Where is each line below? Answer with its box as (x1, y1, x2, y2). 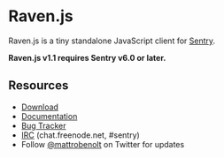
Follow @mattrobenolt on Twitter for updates (20, 139, 185, 149)
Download (20, 102, 59, 112)
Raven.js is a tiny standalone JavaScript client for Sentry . (8, 35, 216, 46)
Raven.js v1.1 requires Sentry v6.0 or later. (8, 52, 166, 63)
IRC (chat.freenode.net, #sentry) (20, 130, 141, 140)
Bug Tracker (20, 120, 66, 131)
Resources (8, 78, 69, 94)
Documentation (20, 110, 78, 121)
